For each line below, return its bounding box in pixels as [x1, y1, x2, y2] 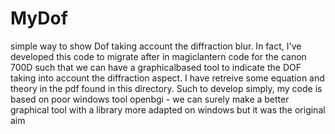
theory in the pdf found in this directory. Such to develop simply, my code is [10, 82, 323, 94]
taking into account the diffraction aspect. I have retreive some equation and [10, 72, 325, 84]
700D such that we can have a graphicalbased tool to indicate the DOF [10, 61, 302, 73]
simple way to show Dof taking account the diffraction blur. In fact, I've [10, 40, 302, 52]
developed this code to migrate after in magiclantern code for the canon [10, 50, 307, 62]
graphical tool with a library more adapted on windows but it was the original [10, 103, 326, 116]
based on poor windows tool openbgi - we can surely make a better [10, 93, 290, 105]
